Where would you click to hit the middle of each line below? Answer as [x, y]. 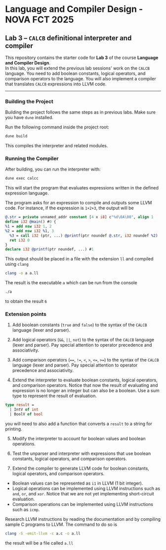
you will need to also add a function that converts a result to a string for [79, 424]
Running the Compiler [32, 159]
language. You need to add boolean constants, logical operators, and [75, 73]
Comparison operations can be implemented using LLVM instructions [83, 504]
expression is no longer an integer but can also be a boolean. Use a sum [86, 391]
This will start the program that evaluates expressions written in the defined [82, 188]
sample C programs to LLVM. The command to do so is [61, 525]
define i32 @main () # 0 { [31, 222]
